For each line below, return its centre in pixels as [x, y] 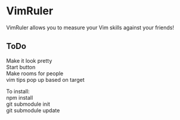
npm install [20, 97]
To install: [18, 91]
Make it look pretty [29, 60]
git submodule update [33, 110]
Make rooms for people [35, 73]
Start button [21, 67]
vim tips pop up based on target [45, 79]
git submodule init [28, 104]
